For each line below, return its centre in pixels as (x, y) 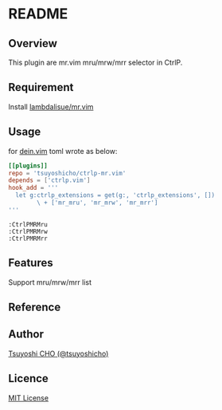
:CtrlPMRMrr (28, 239)
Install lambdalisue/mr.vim (51, 106)
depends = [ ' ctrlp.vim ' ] (49, 180)
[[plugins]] (28, 166)
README (38, 14)
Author (26, 335)
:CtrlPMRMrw (28, 231)
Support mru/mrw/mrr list (50, 282)
